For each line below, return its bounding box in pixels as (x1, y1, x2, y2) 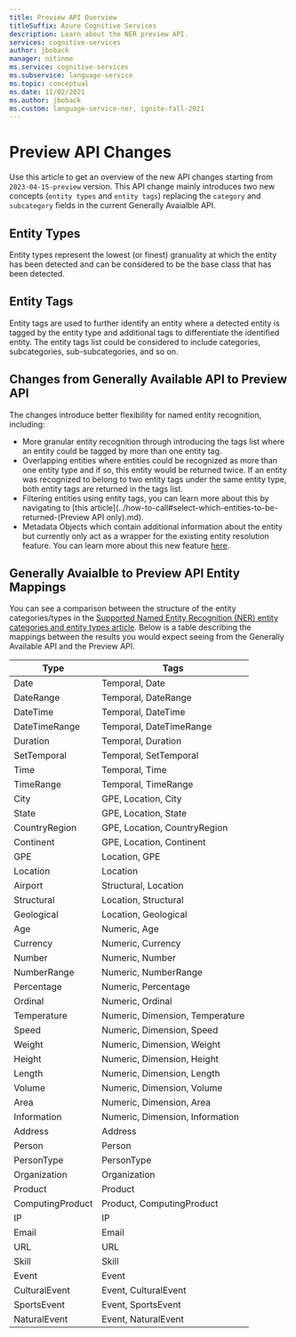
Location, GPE (101, 850, 161, 863)
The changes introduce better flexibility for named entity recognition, (9, 409, 262, 420)
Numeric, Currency (101, 938, 181, 950)
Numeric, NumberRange (101, 966, 203, 979)
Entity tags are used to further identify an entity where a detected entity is (9, 318, 280, 328)
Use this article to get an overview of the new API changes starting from (9, 172, 274, 182)
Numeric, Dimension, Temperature (101, 1010, 245, 1022)
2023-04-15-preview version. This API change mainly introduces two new (9, 181, 276, 192)
